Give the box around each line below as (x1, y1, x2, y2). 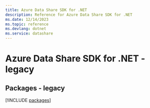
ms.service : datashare (5, 31, 53, 36)
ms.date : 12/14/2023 (5, 17, 49, 22)
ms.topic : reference (5, 21, 49, 27)
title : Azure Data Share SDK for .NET (5, 7, 87, 13)
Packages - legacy (5, 84, 65, 92)
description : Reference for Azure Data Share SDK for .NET (5, 12, 133, 17)
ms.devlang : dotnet (5, 26, 47, 31)
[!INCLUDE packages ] (5, 97, 51, 103)
